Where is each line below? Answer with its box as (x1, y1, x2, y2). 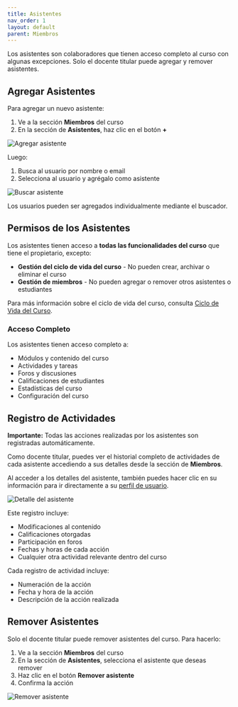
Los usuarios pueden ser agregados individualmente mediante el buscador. (7, 202, 228, 210)
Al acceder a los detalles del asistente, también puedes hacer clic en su (7, 473, 217, 482)
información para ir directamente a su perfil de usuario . (7, 481, 169, 490)
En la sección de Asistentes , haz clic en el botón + (17, 126, 167, 134)
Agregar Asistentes (7, 85, 96, 97)
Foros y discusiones (17, 369, 77, 378)
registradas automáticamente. (7, 438, 95, 447)
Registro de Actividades (7, 412, 116, 424)
